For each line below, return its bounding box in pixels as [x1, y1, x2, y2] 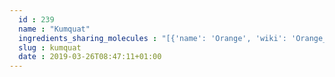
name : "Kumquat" [18, 24, 91, 34]
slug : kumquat [18, 42, 82, 53]
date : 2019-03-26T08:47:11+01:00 [18, 52, 162, 62]
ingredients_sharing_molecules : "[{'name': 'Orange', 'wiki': [18, 33, 287, 43]
